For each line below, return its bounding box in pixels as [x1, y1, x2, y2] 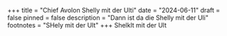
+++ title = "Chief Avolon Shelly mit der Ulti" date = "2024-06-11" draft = [7, 6, 221, 14]
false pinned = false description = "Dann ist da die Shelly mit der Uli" [7, 13, 208, 22]
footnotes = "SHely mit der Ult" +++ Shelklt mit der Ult [7, 21, 167, 29]
